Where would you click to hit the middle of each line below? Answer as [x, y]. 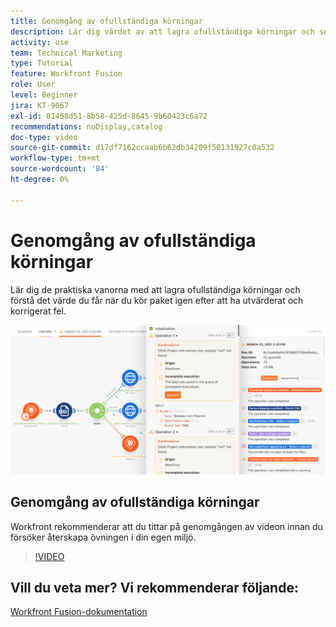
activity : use [40, 42]
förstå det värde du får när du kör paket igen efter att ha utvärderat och [157, 300]
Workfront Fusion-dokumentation [79, 612]
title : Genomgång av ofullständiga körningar [106, 21]
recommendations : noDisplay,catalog [86, 126]
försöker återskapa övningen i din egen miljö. [103, 537]
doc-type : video [44, 137]
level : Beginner [44, 95]
